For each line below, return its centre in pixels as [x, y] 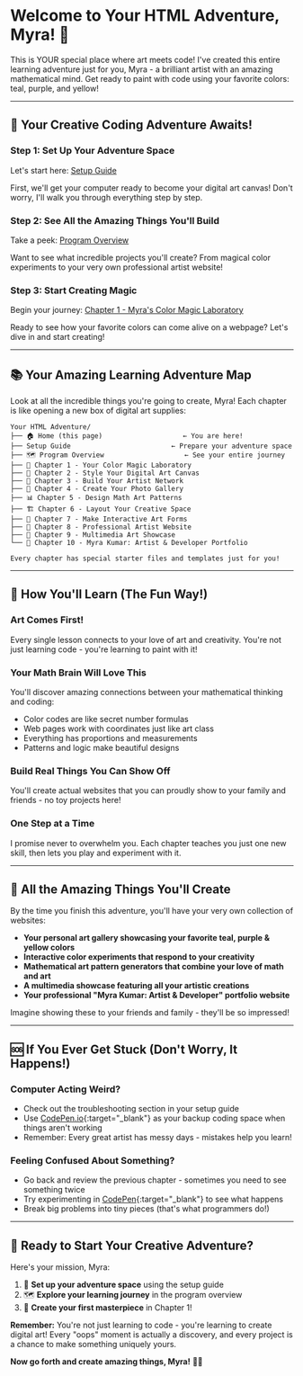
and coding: [32, 701]
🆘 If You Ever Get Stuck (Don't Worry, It [124, 1049]
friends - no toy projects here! [66, 800]
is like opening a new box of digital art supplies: [98, 411]
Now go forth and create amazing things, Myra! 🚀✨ [107, 1362]
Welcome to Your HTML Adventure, [145, 16]
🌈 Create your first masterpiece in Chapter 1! [107, 1308]
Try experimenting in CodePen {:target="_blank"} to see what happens [153, 1199]
